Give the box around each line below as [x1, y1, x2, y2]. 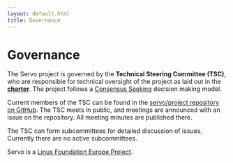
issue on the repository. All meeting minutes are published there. [7, 113, 193, 122]
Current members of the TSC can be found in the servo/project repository [7, 99, 220, 107]
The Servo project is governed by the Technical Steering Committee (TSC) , [7, 70, 227, 78]
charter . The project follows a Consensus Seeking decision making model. [7, 85, 222, 93]
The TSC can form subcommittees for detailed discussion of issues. [7, 127, 202, 135]
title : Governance [7, 17, 61, 24]
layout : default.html [7, 10, 70, 17]
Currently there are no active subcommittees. [7, 134, 137, 143]
